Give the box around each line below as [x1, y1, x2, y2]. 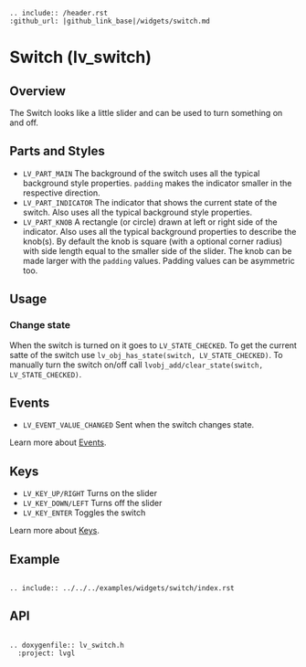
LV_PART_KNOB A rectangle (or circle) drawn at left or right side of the [22, 216, 278, 228]
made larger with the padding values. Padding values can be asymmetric [22, 255, 295, 266]
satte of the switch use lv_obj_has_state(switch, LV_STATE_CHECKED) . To [9, 349, 283, 360]
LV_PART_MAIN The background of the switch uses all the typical [22, 167, 260, 178]
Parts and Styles [9, 143, 105, 159]
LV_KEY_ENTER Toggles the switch [22, 507, 146, 518]
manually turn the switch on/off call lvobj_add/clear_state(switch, [9, 359, 263, 370]
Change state [9, 319, 71, 332]
